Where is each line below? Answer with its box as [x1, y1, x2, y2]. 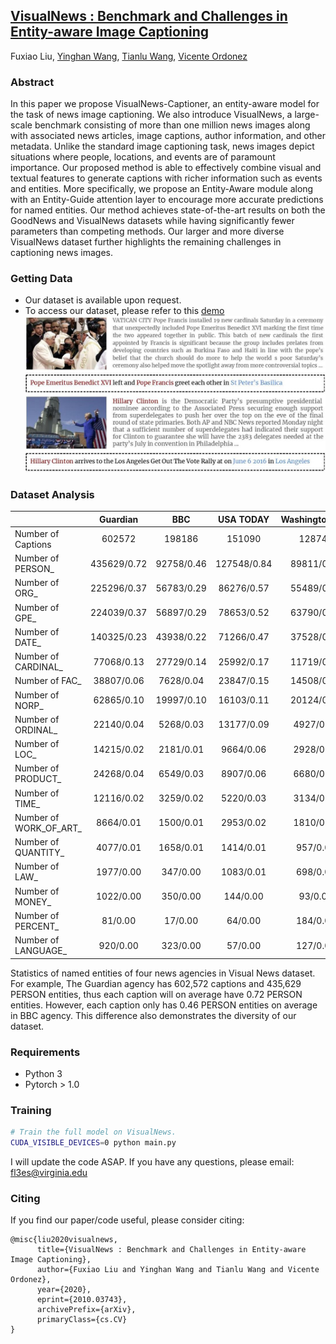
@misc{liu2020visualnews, [10, 1235, 118, 1245]
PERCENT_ [14, 920, 60, 932]
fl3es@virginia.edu [10, 1167, 88, 1179]
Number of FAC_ [14, 675, 82, 687]
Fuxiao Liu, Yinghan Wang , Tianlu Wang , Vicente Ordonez [10, 50, 248, 62]
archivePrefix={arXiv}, [36, 1305, 137, 1315]
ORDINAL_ [14, 724, 58, 736]
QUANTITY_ [14, 847, 65, 859]
